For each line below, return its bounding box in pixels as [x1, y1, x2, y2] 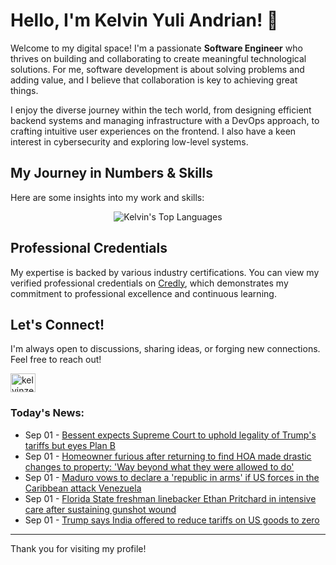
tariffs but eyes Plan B [24, 439, 116, 451]
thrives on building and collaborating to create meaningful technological [10, 52, 307, 64]
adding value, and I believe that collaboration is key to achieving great [10, 74, 298, 86]
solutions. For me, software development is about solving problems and [10, 63, 305, 75]
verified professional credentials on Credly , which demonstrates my [10, 277, 289, 289]
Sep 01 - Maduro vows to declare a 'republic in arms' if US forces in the [24, 471, 320, 483]
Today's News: [10, 406, 85, 420]
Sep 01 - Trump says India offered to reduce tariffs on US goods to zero [24, 514, 320, 526]
